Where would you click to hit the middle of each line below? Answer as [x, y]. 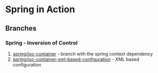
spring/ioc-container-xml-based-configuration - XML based [76, 59]
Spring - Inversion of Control [41, 43]
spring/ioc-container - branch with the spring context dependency [83, 54]
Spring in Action [40, 9]
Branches [21, 28]
